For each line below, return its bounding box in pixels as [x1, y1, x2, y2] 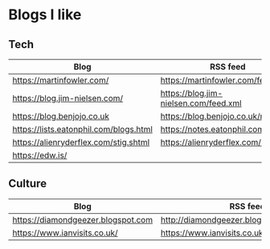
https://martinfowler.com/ [12, 74, 109, 86]
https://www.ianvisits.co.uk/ [12, 227, 118, 238]
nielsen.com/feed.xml [160, 98, 243, 109]
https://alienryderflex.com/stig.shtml [12, 137, 150, 147]
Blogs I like [8, 6, 82, 24]
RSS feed [210, 62, 247, 72]
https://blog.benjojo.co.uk [12, 110, 110, 122]
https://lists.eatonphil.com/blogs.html [12, 124, 153, 135]
